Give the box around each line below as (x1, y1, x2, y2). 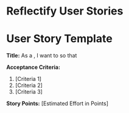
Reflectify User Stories (6, 4, 124, 18)
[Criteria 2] (15, 82, 43, 89)
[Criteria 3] (15, 88, 43, 95)
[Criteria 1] (15, 76, 41, 83)
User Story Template (6, 32, 113, 46)
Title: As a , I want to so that (6, 52, 77, 59)
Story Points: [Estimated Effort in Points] (6, 100, 108, 107)
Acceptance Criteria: (6, 63, 61, 71)
